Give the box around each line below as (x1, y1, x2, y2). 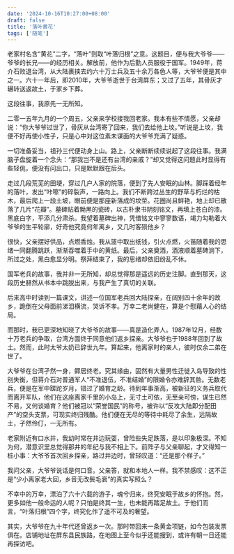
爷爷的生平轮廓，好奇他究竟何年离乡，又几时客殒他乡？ (7, 223, 166, 231)
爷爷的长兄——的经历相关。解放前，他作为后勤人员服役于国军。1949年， (7, 59, 217, 67)
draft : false (7, 17, 45, 24)
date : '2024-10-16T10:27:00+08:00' (7, 10, 111, 17)
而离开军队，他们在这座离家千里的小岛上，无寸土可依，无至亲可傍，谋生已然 (7, 393, 227, 402)
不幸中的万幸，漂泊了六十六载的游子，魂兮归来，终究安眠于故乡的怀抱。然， (7, 490, 227, 498)
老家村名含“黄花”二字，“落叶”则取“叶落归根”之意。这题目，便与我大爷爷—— (7, 50, 225, 58)
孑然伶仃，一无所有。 (19, 419, 81, 428)
